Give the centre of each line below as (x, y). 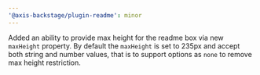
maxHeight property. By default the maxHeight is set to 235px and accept (124, 46)
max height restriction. (44, 62)
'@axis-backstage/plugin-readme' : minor (75, 15)
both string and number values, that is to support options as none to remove (130, 54)
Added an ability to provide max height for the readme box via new (116, 37)
